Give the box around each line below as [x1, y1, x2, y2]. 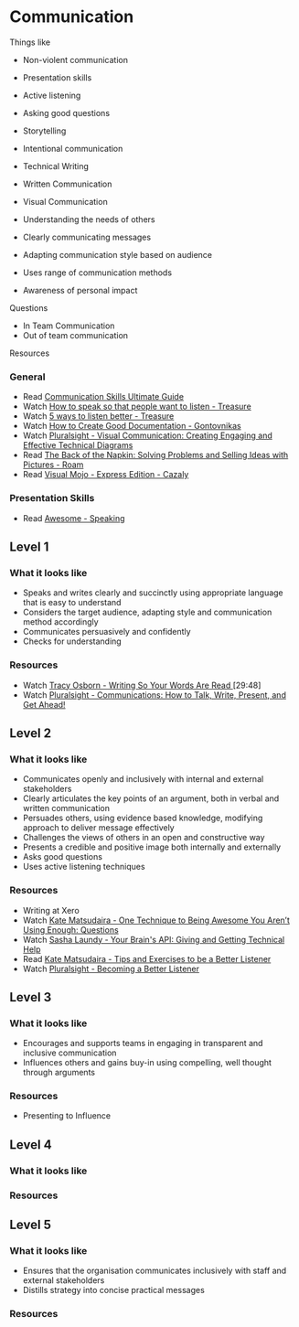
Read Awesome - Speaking [22, 512, 125, 523]
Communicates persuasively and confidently [22, 626, 191, 637]
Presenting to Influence [22, 1110, 112, 1121]
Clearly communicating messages [22, 231, 152, 242]
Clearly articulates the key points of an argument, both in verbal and [22, 793, 280, 804]
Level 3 [9, 990, 52, 1005]
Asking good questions [22, 107, 111, 118]
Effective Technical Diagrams [22, 440, 133, 451]
